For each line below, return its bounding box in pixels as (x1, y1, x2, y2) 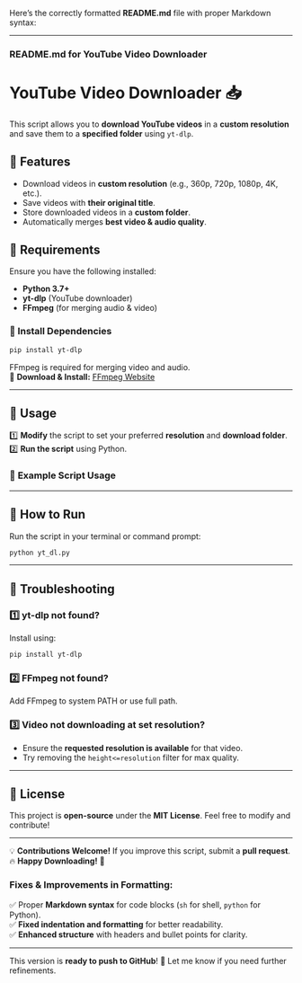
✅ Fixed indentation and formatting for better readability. (9, 918, 224, 929)
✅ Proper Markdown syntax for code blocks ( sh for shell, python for (9, 899, 262, 910)
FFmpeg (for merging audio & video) (22, 303, 158, 314)
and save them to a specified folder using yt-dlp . (9, 128, 194, 138)
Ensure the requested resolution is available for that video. (22, 742, 244, 753)
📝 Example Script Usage (9, 469, 117, 482)
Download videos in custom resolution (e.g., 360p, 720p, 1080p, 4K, (22, 178, 279, 189)
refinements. (9, 965, 57, 976)
